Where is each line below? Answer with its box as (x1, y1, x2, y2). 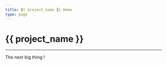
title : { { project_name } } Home (5, 7, 72, 12)
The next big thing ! (5, 54, 45, 60)
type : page (5, 12, 28, 17)
